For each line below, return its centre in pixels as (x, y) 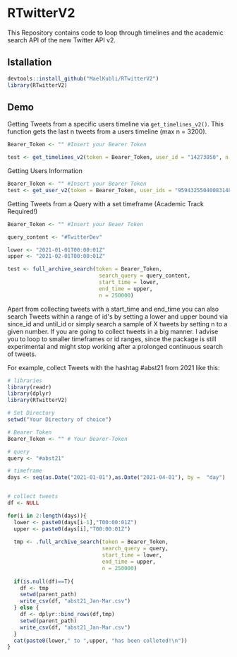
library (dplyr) (30, 393)
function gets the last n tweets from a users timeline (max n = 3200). (107, 131)
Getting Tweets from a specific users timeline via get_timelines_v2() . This (116, 124)
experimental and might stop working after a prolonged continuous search (115, 346)
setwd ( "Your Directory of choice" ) (60, 420)
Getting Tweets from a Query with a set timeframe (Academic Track (106, 203)
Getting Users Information (45, 171)
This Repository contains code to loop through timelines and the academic (115, 32)
